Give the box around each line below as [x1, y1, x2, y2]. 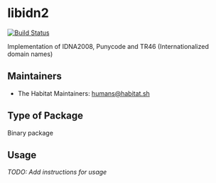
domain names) [7, 50, 53, 58]
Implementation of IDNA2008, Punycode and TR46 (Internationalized [7, 42, 210, 50]
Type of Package [7, 110, 84, 122]
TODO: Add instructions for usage [7, 168, 107, 177]
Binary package [7, 128, 53, 137]
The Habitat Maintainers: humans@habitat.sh [17, 89, 151, 97]
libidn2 [7, 5, 50, 21]
